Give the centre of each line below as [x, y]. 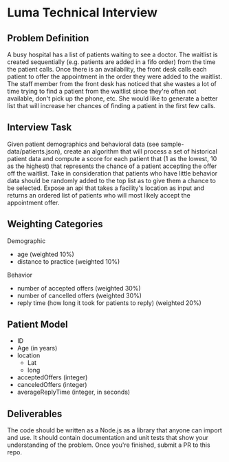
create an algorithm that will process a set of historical [141, 151]
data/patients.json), [35, 151]
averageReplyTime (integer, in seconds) [74, 392]
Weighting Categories [55, 224]
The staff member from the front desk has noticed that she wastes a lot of [112, 84]
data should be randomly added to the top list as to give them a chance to [112, 180]
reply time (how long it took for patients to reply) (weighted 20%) [109, 303]
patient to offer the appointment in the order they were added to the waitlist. [115, 76]
